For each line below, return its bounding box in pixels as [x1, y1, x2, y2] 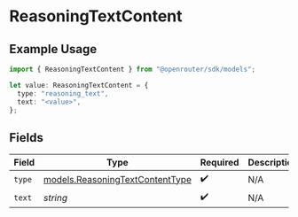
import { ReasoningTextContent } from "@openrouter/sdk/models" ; [9, 65, 255, 74]
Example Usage [9, 42, 98, 57]
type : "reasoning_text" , [17, 89, 109, 98]
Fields [9, 130, 44, 145]
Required [200, 157, 239, 169]
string [43, 191, 68, 204]
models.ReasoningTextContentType [43, 173, 192, 185]
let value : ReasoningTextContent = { [9, 81, 149, 89]
